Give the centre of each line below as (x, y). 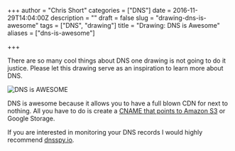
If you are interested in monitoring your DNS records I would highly (105, 132)
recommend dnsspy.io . (41, 140)
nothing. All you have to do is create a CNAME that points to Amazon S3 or (116, 111)
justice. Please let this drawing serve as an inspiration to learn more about (115, 68)
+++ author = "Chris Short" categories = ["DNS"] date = (89, 10)
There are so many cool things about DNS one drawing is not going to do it (116, 61)
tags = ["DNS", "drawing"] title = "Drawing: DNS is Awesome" (130, 25)
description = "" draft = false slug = (103, 18)
